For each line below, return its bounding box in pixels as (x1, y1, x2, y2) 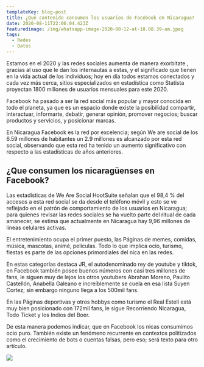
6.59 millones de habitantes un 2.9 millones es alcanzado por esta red (6, 135, 182, 142)
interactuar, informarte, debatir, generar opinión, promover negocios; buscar (6, 110, 198, 118)
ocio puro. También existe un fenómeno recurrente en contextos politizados (6, 329, 197, 337)
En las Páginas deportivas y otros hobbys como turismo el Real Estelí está (6, 298, 192, 305)
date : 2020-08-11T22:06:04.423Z (6, 20, 88, 26)
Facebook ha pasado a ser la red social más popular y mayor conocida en (6, 97, 192, 104)
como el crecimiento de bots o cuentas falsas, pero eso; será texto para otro (6, 336, 198, 343)
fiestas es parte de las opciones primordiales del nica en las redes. (6, 248, 174, 256)
